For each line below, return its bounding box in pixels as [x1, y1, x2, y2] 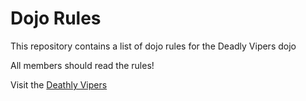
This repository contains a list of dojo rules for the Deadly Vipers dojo [10, 40, 297, 52]
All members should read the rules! [10, 59, 155, 71]
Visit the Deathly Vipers [10, 78, 108, 91]
